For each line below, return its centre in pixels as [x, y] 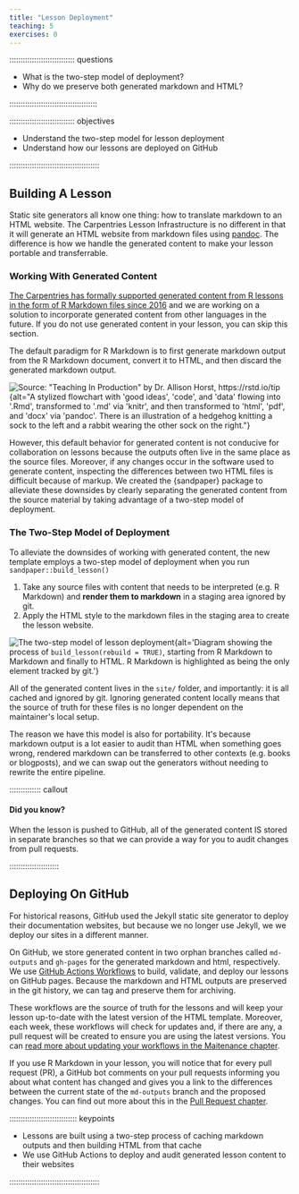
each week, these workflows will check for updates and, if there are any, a [146, 1027]
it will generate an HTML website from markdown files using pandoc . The [144, 235]
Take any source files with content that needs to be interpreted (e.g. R [150, 586]
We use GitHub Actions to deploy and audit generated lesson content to [154, 1155]
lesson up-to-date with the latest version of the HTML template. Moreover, [146, 1017]
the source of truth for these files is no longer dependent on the [126, 707]
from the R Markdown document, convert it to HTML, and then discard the [145, 361]
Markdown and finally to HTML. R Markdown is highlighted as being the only [149, 661]
